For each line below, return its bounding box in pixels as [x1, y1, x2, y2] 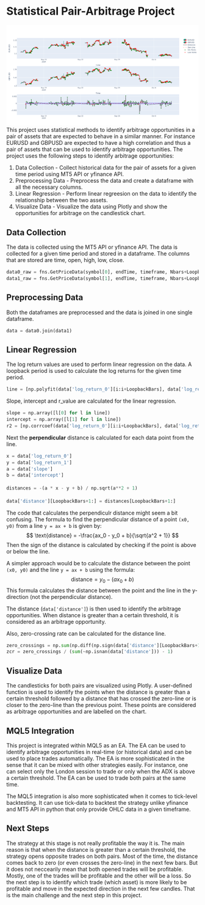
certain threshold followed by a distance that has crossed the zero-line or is [6, 695, 196, 702]
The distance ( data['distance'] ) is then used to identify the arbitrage [6, 605, 181, 612]
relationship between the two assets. [15, 197, 108, 204]
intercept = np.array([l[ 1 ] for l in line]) [6, 417, 121, 423]
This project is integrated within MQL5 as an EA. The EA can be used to [6, 741, 186, 749]
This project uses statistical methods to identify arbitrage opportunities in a [6, 126, 195, 134]
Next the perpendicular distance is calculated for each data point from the [6, 434, 194, 441]
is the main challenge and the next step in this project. [6, 891, 142, 899]
